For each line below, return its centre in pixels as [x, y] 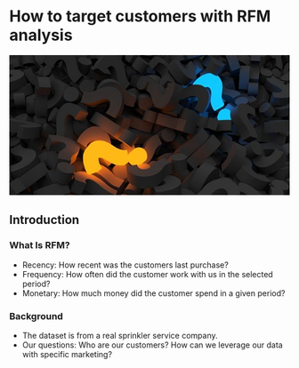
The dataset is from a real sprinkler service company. [120, 335]
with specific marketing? [67, 354]
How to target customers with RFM [140, 16]
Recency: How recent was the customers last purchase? [125, 265]
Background [36, 316]
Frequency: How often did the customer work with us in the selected [147, 274]
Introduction [44, 220]
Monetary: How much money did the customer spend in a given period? [154, 293]
